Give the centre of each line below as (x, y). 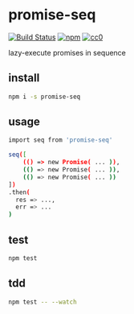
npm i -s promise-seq (45, 97)
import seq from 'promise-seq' (61, 140)
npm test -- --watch (43, 302)
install (24, 78)
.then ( (19, 192)
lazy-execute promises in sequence (67, 52)
